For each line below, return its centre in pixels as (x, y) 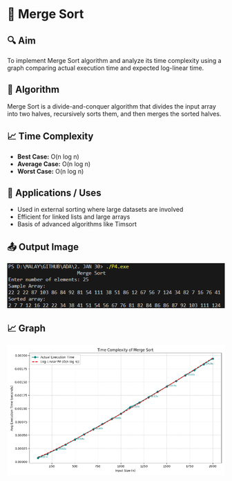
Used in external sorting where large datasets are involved (100, 210)
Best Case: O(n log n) (48, 156)
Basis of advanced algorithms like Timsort (77, 224)
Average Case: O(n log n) (54, 164)
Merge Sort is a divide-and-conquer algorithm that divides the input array (112, 106)
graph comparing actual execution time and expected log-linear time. (106, 68)
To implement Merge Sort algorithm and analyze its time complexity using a (115, 61)
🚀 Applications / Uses (54, 193)
